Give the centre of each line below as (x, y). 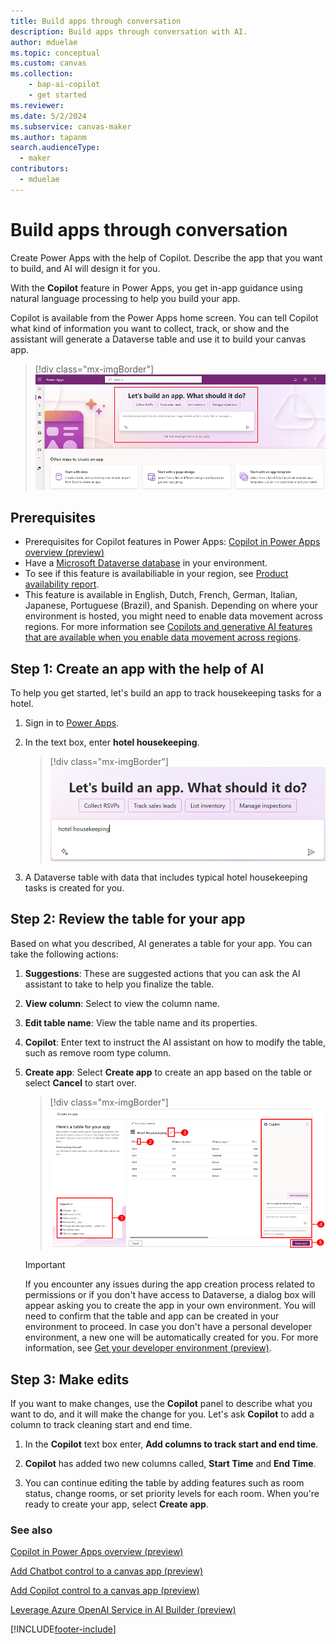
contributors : (40, 169)
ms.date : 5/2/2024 (48, 116)
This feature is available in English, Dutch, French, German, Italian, (161, 595)
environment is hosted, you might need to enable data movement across (173, 616)
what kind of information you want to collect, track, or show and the (150, 328)
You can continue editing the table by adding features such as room (164, 1482)
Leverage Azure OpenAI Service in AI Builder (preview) (123, 1610)
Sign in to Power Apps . (72, 723)
